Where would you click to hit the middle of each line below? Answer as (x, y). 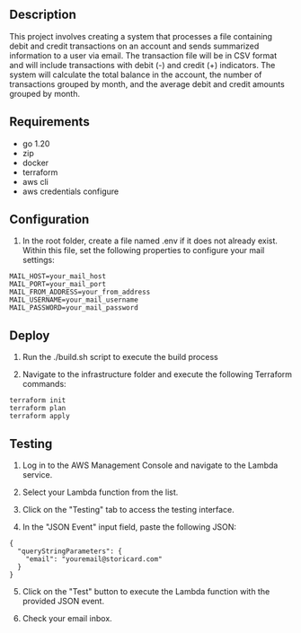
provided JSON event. (63, 602)
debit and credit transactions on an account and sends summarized (134, 46)
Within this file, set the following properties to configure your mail (143, 251)
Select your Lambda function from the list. (100, 492)
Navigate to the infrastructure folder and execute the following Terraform (157, 374)
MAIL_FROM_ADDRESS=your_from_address (80, 292)
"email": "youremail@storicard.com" (94, 559)
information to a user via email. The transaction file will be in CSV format (143, 55)
